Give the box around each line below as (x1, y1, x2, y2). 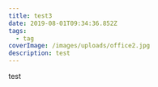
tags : (8, 27, 27, 35)
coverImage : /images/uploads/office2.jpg (8, 42, 151, 50)
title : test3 (8, 11, 53, 20)
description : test (8, 49, 70, 57)
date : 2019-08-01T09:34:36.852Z (8, 19, 117, 27)
